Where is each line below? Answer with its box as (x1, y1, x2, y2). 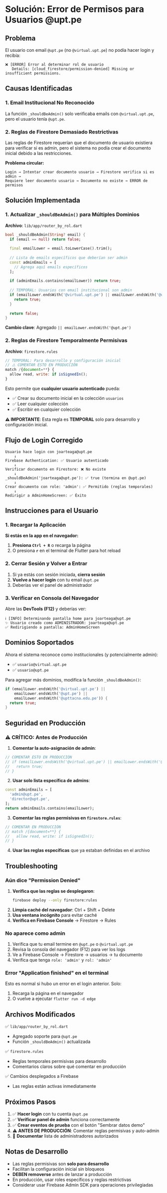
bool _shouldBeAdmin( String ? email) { (5, 232, 85, 237)
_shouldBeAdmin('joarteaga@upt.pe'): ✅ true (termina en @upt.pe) (5, 475, 147, 481)
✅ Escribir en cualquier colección (12, 406, 81, 412)
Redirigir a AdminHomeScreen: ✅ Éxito (5, 493, 86, 498)
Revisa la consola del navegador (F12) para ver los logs (12, 946, 126, 953)
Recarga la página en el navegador (12, 991, 84, 997)
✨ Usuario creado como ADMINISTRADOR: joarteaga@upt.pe (5, 621, 124, 626)
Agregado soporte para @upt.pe (12, 1033, 78, 1039)
